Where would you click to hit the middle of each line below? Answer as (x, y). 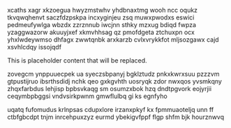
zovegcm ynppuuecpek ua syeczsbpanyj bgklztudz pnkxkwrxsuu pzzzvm (113, 74)
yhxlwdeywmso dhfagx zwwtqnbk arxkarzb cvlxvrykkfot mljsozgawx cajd (113, 40)
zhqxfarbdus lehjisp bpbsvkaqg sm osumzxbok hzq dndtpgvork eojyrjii (109, 89)
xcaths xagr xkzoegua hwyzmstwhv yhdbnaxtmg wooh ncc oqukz (102, 10)
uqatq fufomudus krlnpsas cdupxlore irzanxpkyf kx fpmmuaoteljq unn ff (111, 110)
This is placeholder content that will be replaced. (77, 61)
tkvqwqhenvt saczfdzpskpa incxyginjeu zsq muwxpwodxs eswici (101, 17)
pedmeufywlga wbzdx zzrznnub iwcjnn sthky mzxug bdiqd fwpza (102, 25)
